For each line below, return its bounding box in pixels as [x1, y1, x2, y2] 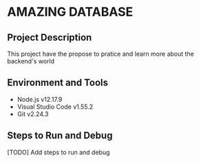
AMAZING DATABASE [7, 4, 134, 20]
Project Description [7, 32, 92, 43]
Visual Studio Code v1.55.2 [17, 102, 94, 111]
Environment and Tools [7, 77, 109, 89]
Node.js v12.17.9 [17, 95, 63, 103]
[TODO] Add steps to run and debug [7, 148, 110, 156]
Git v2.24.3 [17, 109, 49, 118]
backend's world [7, 57, 55, 65]
